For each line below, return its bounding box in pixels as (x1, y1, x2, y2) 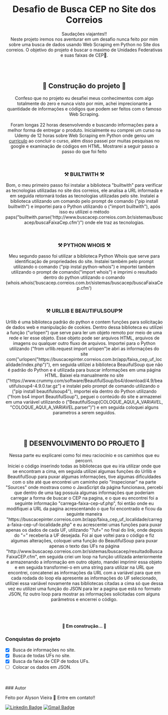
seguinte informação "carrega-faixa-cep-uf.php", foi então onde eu (15, 501, 154, 507)
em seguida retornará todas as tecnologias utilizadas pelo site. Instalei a (10, 193, 159, 199)
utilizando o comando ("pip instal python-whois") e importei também (13, 264, 155, 270)
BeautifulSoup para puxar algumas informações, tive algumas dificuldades (7, 473, 161, 480)
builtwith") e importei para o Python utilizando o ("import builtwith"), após (8, 203, 160, 209)
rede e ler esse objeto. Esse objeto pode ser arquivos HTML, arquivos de (9, 335, 159, 341)
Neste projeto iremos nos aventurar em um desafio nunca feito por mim (10, 36, 158, 42)
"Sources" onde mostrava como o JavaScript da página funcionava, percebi (6, 485, 163, 491)
